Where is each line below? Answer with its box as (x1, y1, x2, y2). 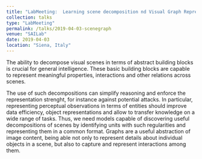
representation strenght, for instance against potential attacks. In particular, (6, 95, 193, 103)
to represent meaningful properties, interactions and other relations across (6, 71, 191, 79)
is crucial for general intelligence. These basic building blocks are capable (6, 65, 191, 72)
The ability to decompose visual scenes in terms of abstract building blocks (6, 58, 194, 66)
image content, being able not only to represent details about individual (6, 134, 183, 141)
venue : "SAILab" (6, 31, 47, 37)
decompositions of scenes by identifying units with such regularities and (6, 121, 186, 128)
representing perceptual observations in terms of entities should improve (6, 102, 187, 109)
